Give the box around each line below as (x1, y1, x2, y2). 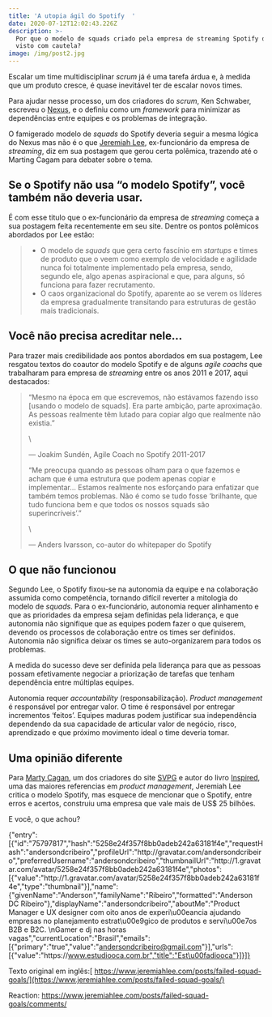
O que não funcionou (8, 563, 117, 577)
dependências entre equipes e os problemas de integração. (8, 113, 208, 122)
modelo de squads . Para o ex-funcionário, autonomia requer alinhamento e (8, 601, 259, 612)
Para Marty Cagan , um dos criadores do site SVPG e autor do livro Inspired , (8, 773, 261, 783)
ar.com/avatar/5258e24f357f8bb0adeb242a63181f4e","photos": (8, 865, 223, 874)
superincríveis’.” (28, 508, 83, 518)
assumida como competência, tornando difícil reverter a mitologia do (8, 593, 239, 603)
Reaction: (8, 990, 40, 1001)
